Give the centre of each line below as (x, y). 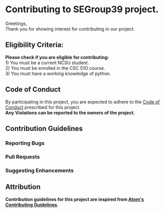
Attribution (23, 187)
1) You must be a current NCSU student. (47, 63)
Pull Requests (23, 156)
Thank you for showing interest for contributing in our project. (70, 29)
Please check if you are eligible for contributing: (57, 57)
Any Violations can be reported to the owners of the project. (70, 113)
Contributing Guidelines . (32, 204)
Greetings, (16, 23)
